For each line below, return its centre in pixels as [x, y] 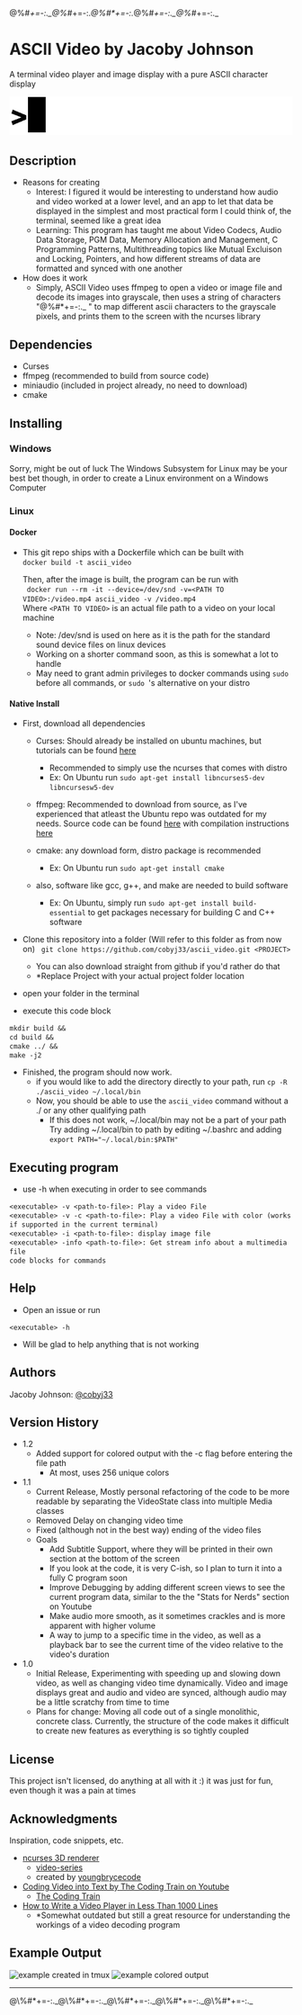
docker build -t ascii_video [77, 562]
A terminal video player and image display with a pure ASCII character [139, 74]
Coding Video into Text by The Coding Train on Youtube [126, 1886]
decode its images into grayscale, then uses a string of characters [158, 297]
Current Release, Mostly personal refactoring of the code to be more [163, 1492]
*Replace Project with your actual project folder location [140, 976]
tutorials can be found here [86, 751]
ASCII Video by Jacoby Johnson [132, 49]
